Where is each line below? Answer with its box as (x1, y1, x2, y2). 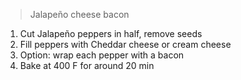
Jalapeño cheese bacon (29, 9, 130, 20)
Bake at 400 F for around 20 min (19, 60, 155, 71)
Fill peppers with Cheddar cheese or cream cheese (19, 39, 232, 50)
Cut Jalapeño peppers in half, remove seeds (19, 28, 203, 39)
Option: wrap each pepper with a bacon (19, 49, 185, 61)
